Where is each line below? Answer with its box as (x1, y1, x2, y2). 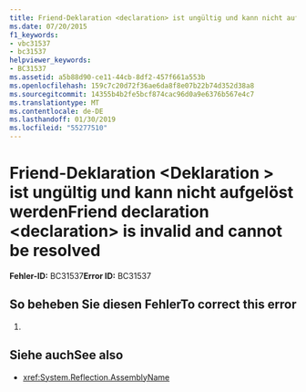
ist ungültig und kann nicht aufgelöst (9, 182, 294, 203)
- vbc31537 (9, 38, 51, 48)
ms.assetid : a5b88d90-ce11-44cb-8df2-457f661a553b (9, 73, 206, 82)
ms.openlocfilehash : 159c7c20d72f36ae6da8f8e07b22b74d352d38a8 (9, 81, 255, 90)
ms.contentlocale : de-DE (9, 107, 104, 116)
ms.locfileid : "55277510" (9, 124, 107, 133)
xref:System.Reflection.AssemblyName (22, 371, 170, 383)
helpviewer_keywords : (9, 56, 92, 65)
